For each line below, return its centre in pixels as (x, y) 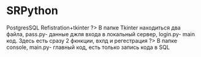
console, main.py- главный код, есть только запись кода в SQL (88, 47)
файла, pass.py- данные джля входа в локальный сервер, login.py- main (100, 34)
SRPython (32, 11)
